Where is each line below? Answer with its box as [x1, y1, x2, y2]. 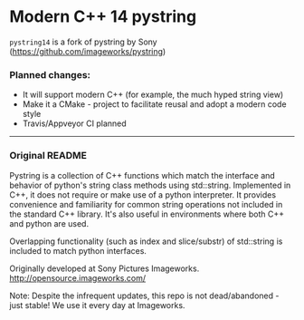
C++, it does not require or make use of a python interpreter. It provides [9, 189, 277, 200]
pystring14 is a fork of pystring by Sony [9, 36, 157, 47]
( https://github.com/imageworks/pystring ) [9, 45, 166, 56]
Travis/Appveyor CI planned [22, 118, 127, 129]
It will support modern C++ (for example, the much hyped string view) [22, 89, 284, 101]
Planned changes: [9, 68, 91, 81]
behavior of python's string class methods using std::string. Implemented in [9, 179, 291, 190]
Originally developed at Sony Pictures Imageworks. [9, 263, 200, 274]
